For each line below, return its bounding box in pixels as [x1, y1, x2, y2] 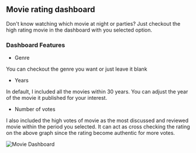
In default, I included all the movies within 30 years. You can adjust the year [6, 88, 188, 95]
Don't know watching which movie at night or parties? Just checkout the [6, 20, 181, 27]
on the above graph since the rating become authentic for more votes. [6, 130, 176, 137]
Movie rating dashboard [6, 5, 95, 15]
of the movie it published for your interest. [6, 95, 107, 102]
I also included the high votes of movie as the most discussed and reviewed [6, 117, 189, 124]
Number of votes [14, 106, 56, 113]
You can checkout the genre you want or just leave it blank [6, 65, 147, 72]
